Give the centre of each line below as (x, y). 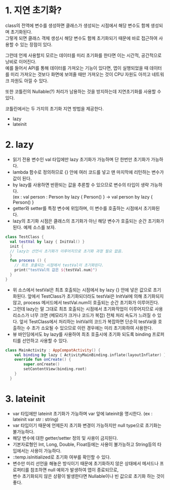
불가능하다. (24, 432)
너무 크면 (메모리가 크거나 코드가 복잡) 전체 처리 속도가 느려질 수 (93, 315)
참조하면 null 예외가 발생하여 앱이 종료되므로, (74, 470)
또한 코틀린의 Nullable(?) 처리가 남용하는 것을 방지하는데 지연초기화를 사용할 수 (83, 91)
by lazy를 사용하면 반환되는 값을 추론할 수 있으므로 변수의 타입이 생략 (81, 185)
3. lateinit (25, 399)
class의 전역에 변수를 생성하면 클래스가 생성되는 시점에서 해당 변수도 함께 (77, 25)
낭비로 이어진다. (21, 61)
